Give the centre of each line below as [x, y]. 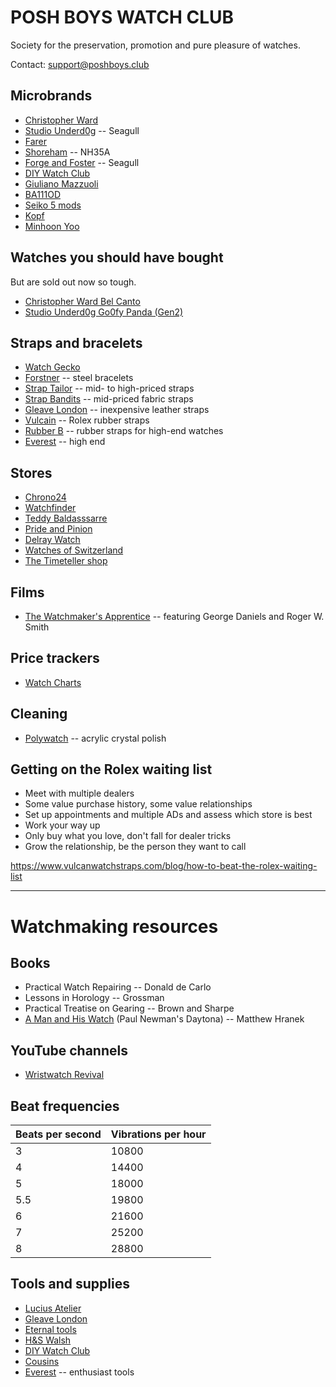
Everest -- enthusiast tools [79, 1372]
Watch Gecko [52, 367]
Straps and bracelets [76, 342]
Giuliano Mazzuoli [61, 183]
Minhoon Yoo [52, 226]
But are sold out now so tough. [73, 282]
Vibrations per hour [158, 1134]
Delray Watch [52, 540]
